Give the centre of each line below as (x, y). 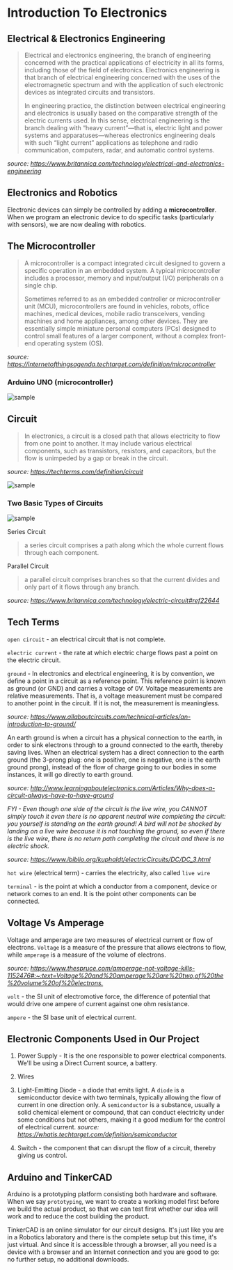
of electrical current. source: (58, 1127)
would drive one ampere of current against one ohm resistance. (98, 1003)
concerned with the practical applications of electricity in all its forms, (124, 63)
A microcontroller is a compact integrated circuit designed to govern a (125, 263)
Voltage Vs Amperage (56, 923)
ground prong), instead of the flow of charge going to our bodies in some (112, 767)
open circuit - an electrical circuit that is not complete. (86, 639)
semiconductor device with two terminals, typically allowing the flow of (119, 1097)
